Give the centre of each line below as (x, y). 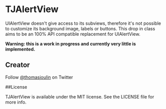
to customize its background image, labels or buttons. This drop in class (80, 28)
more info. (16, 102)
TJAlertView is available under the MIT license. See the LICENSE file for (80, 96)
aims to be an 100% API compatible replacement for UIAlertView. (73, 34)
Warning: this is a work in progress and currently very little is (71, 43)
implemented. (20, 49)
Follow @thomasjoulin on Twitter (39, 77)
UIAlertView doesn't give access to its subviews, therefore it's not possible (83, 23)
